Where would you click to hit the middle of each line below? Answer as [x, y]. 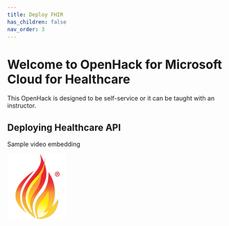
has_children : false [37, 22]
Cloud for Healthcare [69, 79]
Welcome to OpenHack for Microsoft [115, 64]
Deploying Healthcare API [64, 127]
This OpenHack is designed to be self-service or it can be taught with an [111, 98]
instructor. [22, 106]
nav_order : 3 [26, 29]
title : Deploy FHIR [35, 15]
